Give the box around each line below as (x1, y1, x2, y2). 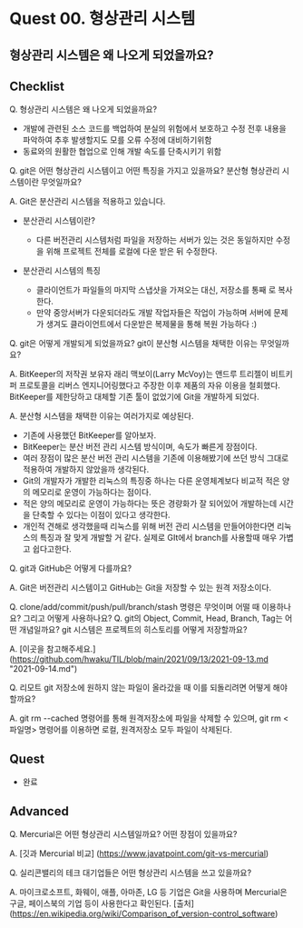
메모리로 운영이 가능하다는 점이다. (32, 487, 151, 498)
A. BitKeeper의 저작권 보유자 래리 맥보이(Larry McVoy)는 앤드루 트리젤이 (9, 369, 269, 380)
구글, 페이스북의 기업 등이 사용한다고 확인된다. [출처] (9, 898, 195, 909)
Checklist (9, 78, 65, 94)
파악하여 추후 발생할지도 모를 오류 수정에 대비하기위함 (22, 135, 212, 145)
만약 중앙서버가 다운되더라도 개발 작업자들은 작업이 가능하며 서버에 (35, 307, 272, 318)
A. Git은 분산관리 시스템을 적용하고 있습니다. (9, 196, 166, 207)
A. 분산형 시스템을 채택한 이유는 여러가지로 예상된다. (9, 411, 194, 422)
